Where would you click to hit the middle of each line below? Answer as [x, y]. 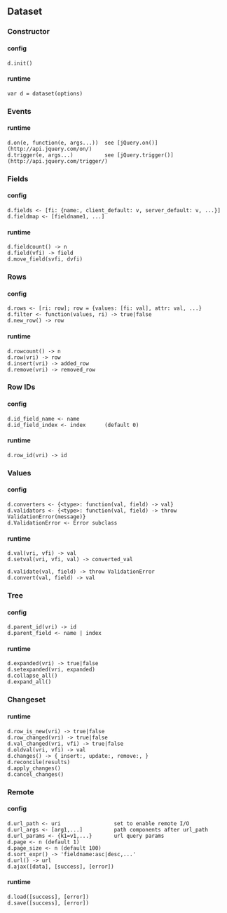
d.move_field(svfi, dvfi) [45, 259]
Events [19, 111]
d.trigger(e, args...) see [61, 155]
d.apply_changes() [34, 768]
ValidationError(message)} [47, 517]
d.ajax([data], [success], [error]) [61, 867]
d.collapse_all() [33, 676]
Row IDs [21, 387]
